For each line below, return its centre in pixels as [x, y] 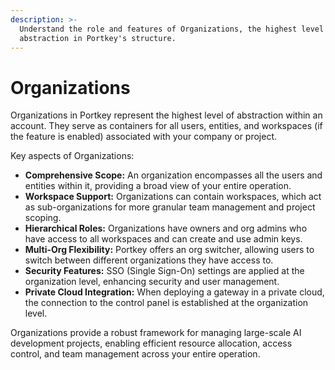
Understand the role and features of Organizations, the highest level [172, 29]
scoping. [43, 218]
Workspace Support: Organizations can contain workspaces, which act [173, 197]
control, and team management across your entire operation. [135, 354]
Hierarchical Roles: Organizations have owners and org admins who [166, 228]
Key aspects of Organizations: [72, 156]
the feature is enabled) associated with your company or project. [144, 137]
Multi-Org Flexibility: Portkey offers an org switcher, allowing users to [169, 250]
